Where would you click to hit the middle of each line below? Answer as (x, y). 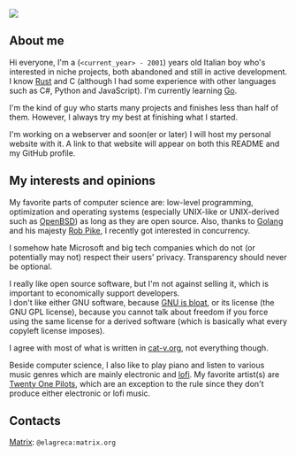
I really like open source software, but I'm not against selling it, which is (139, 283)
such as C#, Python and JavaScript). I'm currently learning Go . (123, 90)
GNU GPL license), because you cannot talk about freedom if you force (139, 312)
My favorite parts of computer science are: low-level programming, (131, 202)
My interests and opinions (83, 181)
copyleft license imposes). (57, 330)
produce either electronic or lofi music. (80, 393)
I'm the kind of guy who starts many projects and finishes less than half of (144, 107)
